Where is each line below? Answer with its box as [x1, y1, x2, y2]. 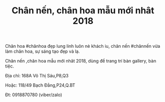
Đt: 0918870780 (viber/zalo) [5, 92, 63, 98]
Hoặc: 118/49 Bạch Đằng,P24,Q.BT [5, 82, 76, 88]
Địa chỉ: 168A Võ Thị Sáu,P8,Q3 [5, 73, 69, 79]
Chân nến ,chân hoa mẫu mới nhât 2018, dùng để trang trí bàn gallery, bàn [5, 58, 157, 64]
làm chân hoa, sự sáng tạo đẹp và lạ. [5, 48, 80, 54]
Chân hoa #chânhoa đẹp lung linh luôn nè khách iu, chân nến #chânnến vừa [5, 43, 161, 49]
